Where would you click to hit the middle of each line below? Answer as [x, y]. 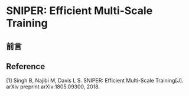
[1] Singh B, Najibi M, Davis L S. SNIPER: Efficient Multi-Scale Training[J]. [95, 81]
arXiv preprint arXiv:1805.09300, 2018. [53, 87]
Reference [26, 66]
